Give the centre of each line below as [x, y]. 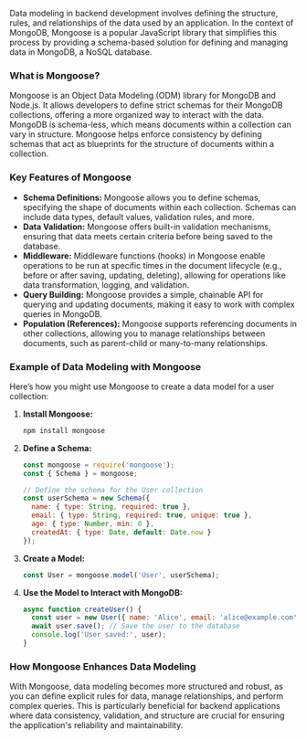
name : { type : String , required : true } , [111, 507]
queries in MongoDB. [63, 313]
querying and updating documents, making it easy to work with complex [158, 304]
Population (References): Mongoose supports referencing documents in [160, 323]
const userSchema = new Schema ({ [86, 498]
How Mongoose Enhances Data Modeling [103, 666]
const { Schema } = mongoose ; [80, 473]
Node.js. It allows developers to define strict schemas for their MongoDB [146, 105]
